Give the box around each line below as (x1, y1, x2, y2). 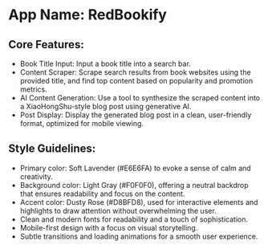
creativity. (19, 171, 54, 182)
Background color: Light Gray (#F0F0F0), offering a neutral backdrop (19, 180, 249, 190)
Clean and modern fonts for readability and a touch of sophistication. (19, 214, 249, 224)
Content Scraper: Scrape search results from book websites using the (19, 67, 251, 77)
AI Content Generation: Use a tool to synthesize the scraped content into (19, 93, 261, 102)
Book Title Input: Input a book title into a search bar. (19, 59, 191, 68)
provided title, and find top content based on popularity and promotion (19, 76, 254, 85)
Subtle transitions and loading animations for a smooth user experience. (19, 231, 258, 241)
